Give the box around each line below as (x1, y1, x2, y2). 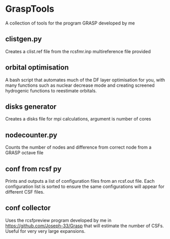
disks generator (5, 102, 57, 111)
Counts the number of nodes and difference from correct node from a (5, 144, 152, 151)
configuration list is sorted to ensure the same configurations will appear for (5, 183, 164, 189)
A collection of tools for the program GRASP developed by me (5, 20, 135, 26)
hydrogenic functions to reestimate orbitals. (5, 87, 97, 93)
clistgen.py (5, 35, 42, 43)
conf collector (5, 204, 51, 212)
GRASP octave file (5, 150, 44, 156)
